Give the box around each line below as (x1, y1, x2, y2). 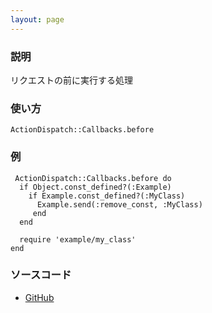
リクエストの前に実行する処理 (10, 74, 133, 86)
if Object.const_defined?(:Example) (19, 182, 172, 192)
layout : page (10, 14, 65, 25)
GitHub (24, 291, 55, 303)
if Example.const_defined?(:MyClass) (28, 191, 186, 201)
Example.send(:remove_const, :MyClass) (36, 199, 203, 210)
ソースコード (10, 268, 72, 282)
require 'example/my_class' (19, 234, 137, 245)
